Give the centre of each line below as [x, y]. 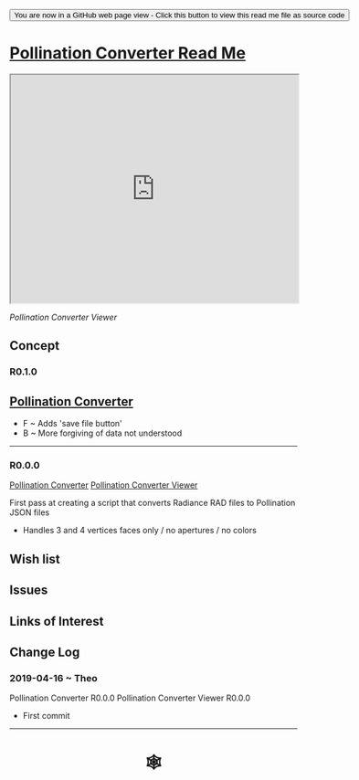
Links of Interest [57, 621]
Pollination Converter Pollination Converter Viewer [104, 485]
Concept [35, 346]
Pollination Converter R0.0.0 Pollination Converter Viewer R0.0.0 [130, 698]
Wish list [35, 559]
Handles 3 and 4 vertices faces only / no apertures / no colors [140, 531]
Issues [29, 590]
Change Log [45, 652]
